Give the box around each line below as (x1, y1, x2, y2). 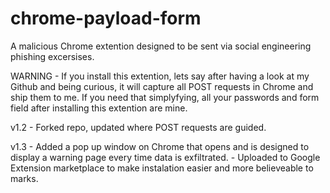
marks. (10, 172, 39, 184)
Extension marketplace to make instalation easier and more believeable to (10, 162, 314, 174)
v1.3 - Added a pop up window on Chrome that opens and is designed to (10, 140, 310, 152)
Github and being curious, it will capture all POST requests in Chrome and (10, 80, 314, 92)
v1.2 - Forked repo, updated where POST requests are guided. (10, 121, 267, 133)
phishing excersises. (10, 50, 95, 62)
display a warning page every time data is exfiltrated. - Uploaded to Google (10, 151, 321, 163)
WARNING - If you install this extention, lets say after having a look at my (10, 70, 310, 82)
